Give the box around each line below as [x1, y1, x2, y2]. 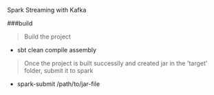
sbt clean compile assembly [17, 46, 97, 54]
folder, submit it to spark [23, 67, 94, 74]
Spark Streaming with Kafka [7, 6, 87, 14]
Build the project [23, 32, 71, 41]
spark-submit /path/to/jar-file [17, 80, 100, 88]
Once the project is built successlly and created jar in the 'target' [23, 59, 208, 67]
